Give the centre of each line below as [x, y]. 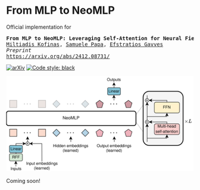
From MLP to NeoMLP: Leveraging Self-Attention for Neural [94, 38]
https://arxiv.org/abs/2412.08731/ [58, 56]
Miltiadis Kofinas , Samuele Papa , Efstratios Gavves [85, 44]
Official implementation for [39, 27]
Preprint [19, 50]
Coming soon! [23, 180]
